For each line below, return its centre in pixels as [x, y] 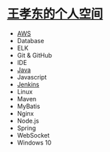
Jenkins [28, 84]
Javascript [32, 77]
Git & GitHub [35, 55]
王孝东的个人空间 [55, 14]
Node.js [28, 121]
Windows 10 [34, 142]
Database [30, 40]
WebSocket [33, 135]
